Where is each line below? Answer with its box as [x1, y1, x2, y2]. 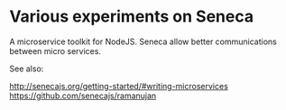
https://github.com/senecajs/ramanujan [9, 90, 157, 101]
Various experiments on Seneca [9, 6, 254, 27]
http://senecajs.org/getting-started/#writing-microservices [9, 80, 228, 91]
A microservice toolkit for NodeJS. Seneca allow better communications [9, 36, 277, 47]
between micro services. [9, 45, 102, 56]
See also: [9, 63, 44, 74]
